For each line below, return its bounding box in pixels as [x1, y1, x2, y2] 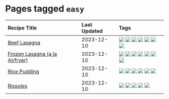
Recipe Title [8, 24, 37, 31]
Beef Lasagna [8, 39, 41, 46]
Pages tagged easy [5, 3, 84, 15]
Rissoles [8, 82, 28, 89]
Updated [81, 27, 103, 34]
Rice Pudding [8, 68, 39, 75]
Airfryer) [8, 56, 28, 63]
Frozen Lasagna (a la [8, 50, 57, 57]
